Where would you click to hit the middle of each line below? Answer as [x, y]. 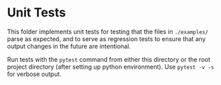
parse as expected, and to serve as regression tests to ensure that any [106, 38]
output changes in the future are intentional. [69, 46]
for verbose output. [34, 74]
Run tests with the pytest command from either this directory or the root [109, 59]
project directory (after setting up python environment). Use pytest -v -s [110, 66]
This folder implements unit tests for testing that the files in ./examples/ [108, 32]
